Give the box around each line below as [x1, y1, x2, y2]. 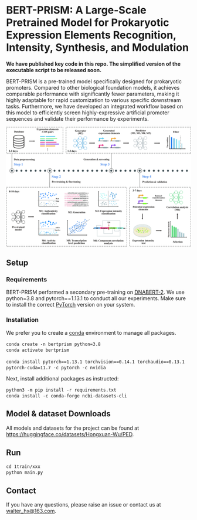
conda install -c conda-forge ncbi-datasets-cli [6, 393, 127, 399]
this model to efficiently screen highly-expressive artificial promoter [6, 109, 169, 116]
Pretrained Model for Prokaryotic [6, 16, 169, 29]
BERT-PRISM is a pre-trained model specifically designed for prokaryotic [6, 77, 182, 85]
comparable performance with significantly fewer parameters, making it [6, 90, 179, 97]
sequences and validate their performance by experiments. [6, 115, 150, 122]
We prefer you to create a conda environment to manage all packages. [6, 329, 176, 336]
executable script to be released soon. [6, 66, 101, 73]
